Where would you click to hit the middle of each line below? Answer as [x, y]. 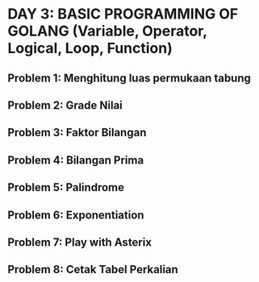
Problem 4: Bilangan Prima [76, 160]
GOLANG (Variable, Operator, [107, 31]
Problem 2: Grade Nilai [65, 105]
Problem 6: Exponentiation [76, 215]
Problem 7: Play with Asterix [80, 242]
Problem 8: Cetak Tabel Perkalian [93, 270]
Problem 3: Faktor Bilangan [77, 133]
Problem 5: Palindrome [66, 187]
